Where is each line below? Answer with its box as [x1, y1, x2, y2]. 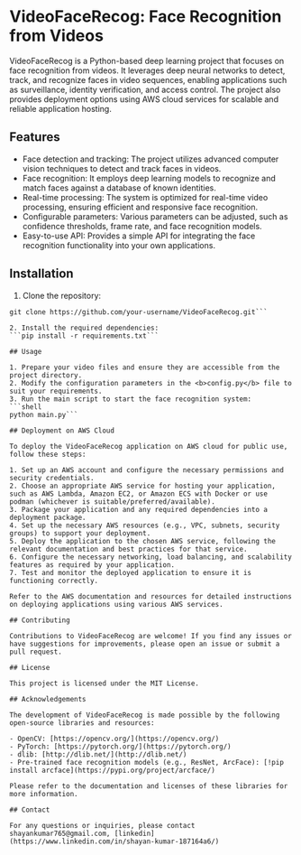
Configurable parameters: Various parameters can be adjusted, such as [22, 210, 288, 222]
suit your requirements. [9, 386, 103, 395]
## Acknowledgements [9, 694, 87, 703]
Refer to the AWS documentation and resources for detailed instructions [9, 591, 293, 601]
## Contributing [9, 616, 70, 625]
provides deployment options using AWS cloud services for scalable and [9, 93, 279, 105]
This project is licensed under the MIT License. [9, 679, 200, 688]
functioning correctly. [9, 576, 99, 585]
